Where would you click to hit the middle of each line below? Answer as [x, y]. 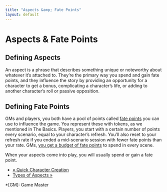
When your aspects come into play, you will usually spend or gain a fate [79, 155]
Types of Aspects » [32, 175]
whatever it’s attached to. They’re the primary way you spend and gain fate [82, 75]
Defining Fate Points [37, 106]
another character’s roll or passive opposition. [52, 91]
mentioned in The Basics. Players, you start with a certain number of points [82, 129]
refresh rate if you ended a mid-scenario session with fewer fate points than [83, 140]
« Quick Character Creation [40, 170]
